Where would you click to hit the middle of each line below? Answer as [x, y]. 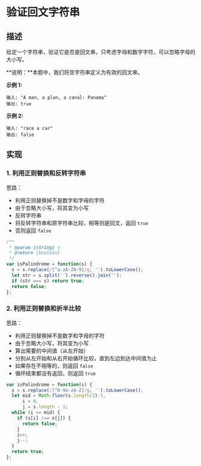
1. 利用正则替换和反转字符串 [46, 173]
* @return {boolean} [34, 253]
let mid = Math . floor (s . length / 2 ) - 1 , [59, 396]
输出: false [20, 135]
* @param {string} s [34, 247]
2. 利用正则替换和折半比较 [44, 308]
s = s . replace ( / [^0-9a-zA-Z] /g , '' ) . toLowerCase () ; [78, 390]
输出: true [19, 104]
